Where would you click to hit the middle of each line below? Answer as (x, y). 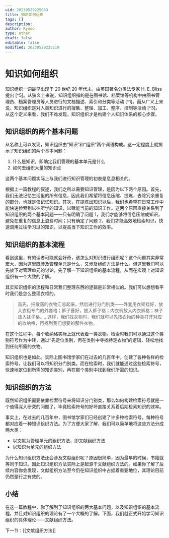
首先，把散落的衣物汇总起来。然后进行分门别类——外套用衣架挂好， (88, 304)
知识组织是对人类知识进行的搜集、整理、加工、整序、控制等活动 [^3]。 (87, 108)
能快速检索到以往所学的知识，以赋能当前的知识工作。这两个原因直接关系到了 (84, 208)
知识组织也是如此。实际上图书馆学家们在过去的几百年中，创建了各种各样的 (82, 357)
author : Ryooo (20, 29)
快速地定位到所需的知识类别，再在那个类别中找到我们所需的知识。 (73, 370)
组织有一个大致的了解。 (29, 277)
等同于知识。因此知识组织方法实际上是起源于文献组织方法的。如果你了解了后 (84, 464)
